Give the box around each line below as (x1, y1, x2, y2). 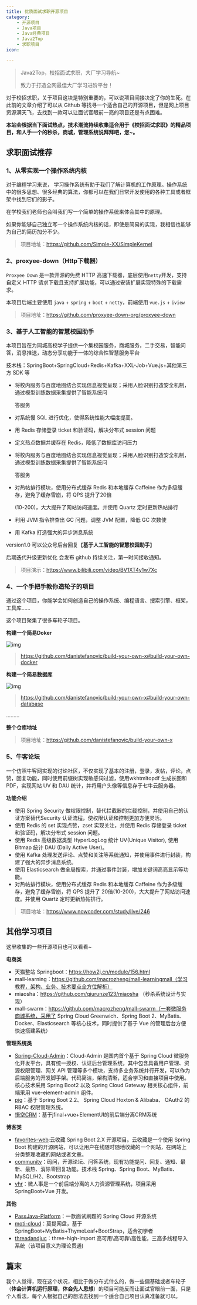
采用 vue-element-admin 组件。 (19, 1089, 97, 1096)
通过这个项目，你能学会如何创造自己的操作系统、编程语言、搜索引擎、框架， (6, 597, 191, 604)
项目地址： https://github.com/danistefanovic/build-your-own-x (20, 737, 173, 744)
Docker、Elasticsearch (14, 1020, 70, 1027)
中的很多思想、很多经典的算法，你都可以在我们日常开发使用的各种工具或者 (6, 188, 186, 196)
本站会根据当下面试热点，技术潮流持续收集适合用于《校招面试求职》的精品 (6, 121, 186, 128)
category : (6, 14, 30, 20)
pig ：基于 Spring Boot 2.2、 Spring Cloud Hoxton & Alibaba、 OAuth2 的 (14, 1097, 190, 1104)
